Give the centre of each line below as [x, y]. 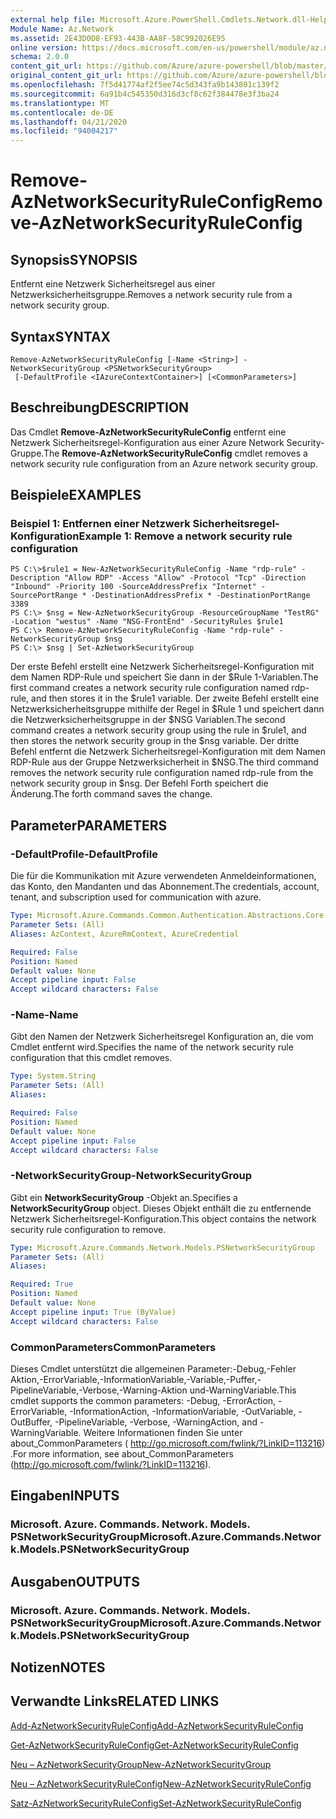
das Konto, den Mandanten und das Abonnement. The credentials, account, [165, 887]
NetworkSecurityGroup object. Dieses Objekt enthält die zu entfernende [161, 1208]
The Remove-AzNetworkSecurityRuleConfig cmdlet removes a [175, 453]
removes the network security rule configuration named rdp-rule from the [162, 773]
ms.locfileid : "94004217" [64, 131]
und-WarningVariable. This [243, 1390]
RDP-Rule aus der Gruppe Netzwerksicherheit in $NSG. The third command [164, 762]
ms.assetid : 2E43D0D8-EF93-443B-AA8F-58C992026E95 [118, 38]
